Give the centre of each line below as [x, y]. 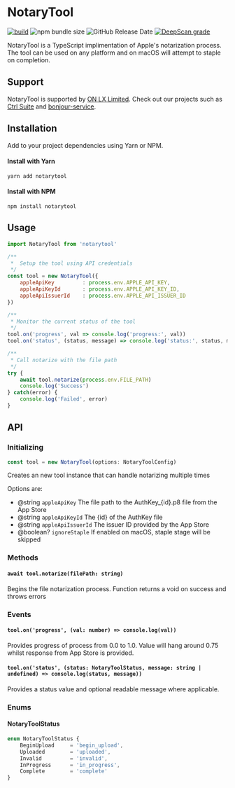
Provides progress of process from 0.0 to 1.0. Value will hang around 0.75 [113, 645]
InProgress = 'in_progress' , [70, 765]
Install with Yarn [31, 161]
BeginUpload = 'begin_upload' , [72, 745]
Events [19, 614]
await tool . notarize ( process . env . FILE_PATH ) [86, 380]
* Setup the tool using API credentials [71, 263]
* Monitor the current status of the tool [73, 322]
